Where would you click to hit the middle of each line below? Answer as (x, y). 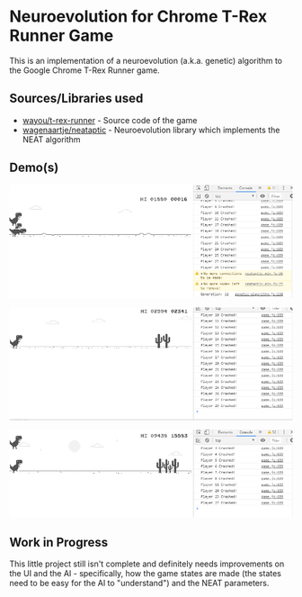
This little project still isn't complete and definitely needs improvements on (147, 564)
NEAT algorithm (51, 139)
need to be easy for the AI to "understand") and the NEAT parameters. (139, 583)
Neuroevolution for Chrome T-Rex (138, 17)
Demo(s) (34, 168)
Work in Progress (59, 542)
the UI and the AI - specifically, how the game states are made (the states (145, 574)
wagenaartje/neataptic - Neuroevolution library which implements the (151, 130)
